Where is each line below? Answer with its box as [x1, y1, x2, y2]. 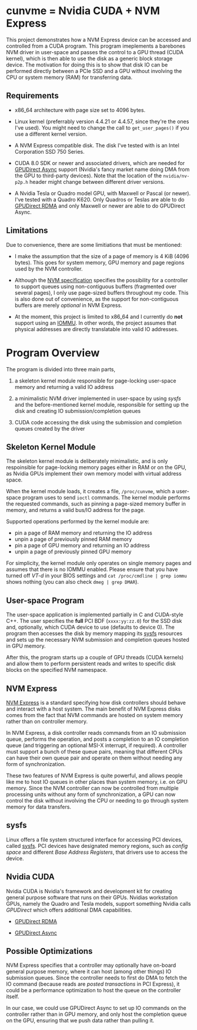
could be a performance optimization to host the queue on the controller [6, 987, 181, 994]
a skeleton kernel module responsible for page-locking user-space [14, 377, 176, 384]
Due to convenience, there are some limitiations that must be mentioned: [6, 241, 182, 248]
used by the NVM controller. [14, 265, 84, 272]
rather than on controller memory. [6, 718, 88, 725]
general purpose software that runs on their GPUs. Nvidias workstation [6, 894, 178, 901]
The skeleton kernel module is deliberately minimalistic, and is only [6, 458, 168, 465]
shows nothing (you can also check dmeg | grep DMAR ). [6, 579, 139, 586]
